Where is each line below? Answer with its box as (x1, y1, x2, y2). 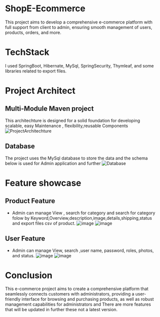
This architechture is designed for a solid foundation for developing (5, 117, 140, 123)
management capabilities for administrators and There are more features (5, 301, 151, 307)
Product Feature (5, 197, 55, 205)
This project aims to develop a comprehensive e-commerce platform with (5, 19, 153, 25)
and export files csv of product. (12, 220, 76, 226)
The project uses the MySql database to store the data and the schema (5, 155, 148, 161)
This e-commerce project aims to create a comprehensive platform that (5, 286, 149, 292)
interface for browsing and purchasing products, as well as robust (21, 296, 154, 302)
